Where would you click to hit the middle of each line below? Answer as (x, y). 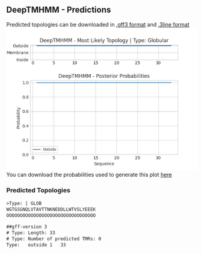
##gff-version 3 (27, 227)
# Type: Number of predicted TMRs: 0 (54, 239)
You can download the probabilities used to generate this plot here (89, 174)
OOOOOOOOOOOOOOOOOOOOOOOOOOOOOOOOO (51, 216)
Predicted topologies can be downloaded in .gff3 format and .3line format (98, 24)
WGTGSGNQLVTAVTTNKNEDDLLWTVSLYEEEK (51, 210)
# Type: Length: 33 (31, 233)
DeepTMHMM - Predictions (59, 10)
